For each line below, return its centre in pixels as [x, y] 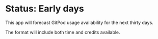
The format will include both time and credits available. [63, 32]
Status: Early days [45, 9]
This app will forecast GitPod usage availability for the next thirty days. [80, 22]
